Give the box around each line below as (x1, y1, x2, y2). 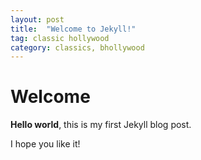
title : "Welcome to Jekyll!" (10, 24, 137, 34)
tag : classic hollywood (10, 33, 110, 43)
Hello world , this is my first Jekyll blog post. (10, 119, 192, 131)
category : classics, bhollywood (10, 42, 145, 53)
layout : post (10, 14, 65, 25)
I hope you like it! (10, 138, 81, 150)
